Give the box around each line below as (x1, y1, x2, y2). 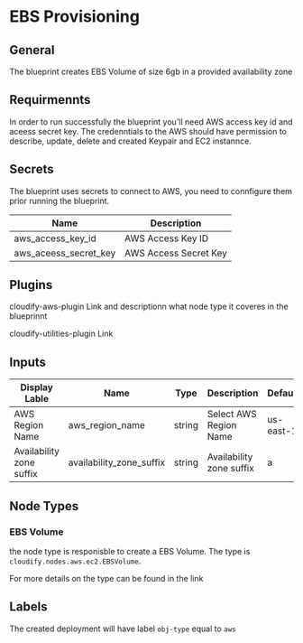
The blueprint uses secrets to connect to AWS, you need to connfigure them (9, 185, 293, 196)
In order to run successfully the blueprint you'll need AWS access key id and (9, 116, 293, 127)
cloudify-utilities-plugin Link (9, 328, 114, 340)
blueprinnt (9, 311, 48, 321)
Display (20, 381, 54, 394)
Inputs (9, 354, 47, 369)
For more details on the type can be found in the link (9, 573, 204, 583)
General (9, 42, 56, 58)
